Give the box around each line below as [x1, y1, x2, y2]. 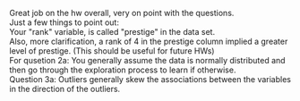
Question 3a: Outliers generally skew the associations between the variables [9, 74, 291, 84]
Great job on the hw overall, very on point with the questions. [9, 8, 235, 18]
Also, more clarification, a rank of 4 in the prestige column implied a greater [9, 36, 288, 46]
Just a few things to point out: [9, 17, 119, 28]
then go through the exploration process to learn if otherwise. [9, 64, 236, 75]
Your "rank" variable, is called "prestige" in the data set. [9, 27, 216, 37]
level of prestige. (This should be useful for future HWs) [9, 46, 215, 56]
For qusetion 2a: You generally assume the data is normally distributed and [9, 55, 286, 65]
